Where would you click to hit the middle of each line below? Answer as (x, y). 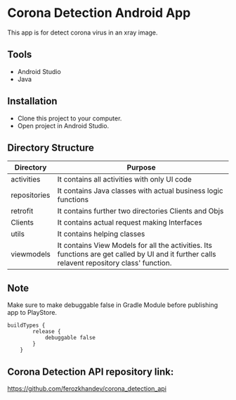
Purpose (141, 168)
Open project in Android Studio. (63, 125)
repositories (31, 195)
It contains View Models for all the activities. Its (135, 246)
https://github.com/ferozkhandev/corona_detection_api (87, 388)
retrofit (22, 211)
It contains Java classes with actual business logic (140, 191)
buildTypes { (26, 325)
